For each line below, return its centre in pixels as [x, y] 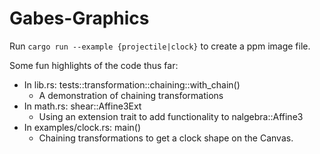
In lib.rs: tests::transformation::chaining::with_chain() [132, 84]
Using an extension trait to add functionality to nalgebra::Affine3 [171, 116]
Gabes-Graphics [79, 18]
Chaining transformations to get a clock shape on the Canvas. [166, 138]
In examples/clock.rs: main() [82, 127]
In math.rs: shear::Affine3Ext [82, 106]
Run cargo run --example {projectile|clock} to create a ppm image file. [160, 46]
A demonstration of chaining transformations [131, 95]
